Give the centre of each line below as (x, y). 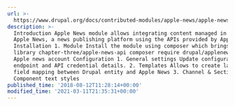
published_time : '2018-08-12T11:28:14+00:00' (74, 85)
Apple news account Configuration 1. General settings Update (106, 59)
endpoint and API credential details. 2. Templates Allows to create (117, 66)
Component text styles (47, 78)
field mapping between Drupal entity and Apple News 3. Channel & (112, 72)
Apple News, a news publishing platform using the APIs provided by (115, 40)
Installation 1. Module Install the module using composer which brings (122, 46)
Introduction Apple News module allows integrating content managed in (120, 33)
